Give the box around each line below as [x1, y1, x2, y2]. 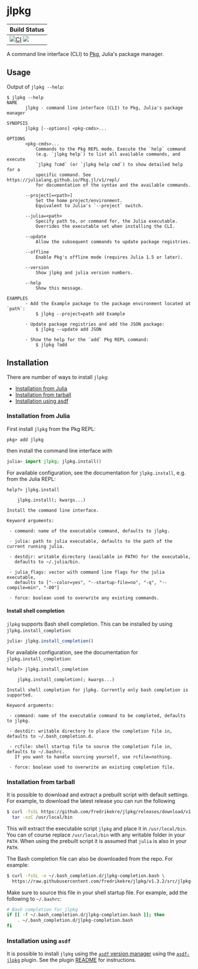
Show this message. [35, 285, 83, 291]
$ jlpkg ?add [35, 341, 68, 348]
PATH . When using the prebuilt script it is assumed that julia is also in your [6, 837, 187, 844]
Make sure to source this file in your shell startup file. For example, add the [6, 889, 187, 896]
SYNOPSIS [6, 120, 28, 126]
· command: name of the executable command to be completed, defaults [9, 712, 186, 719]
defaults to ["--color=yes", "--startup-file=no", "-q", [14, 579, 157, 585]
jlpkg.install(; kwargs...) [17, 497, 86, 503]
